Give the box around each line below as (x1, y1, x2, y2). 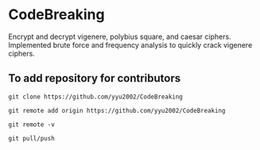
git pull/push (8, 134, 56, 142)
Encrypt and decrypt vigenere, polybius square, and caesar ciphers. (8, 32, 232, 41)
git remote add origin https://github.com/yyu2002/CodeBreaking (8, 106, 226, 114)
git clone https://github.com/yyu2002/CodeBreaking (8, 93, 183, 101)
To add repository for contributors (8, 71, 181, 85)
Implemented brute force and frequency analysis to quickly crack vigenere (8, 40, 253, 49)
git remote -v (8, 121, 56, 129)
